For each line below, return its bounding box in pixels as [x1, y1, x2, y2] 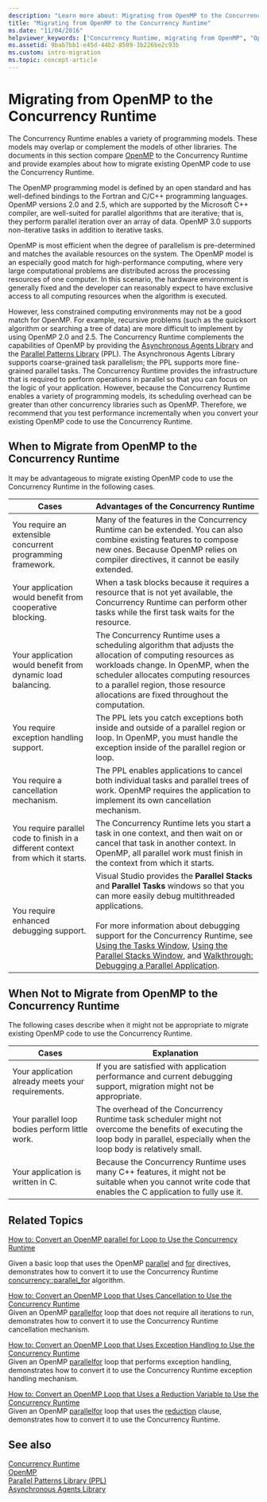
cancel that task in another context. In [95, 837, 236, 849]
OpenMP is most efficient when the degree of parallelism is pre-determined [8, 240, 256, 250]
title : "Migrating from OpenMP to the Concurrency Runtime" [8, 19, 212, 27]
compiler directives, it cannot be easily [95, 554, 240, 565]
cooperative [12, 602, 57, 613]
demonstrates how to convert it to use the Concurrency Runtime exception [8, 1366, 253, 1375]
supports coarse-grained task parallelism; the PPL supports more [8, 357, 222, 367]
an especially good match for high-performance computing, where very [8, 257, 244, 267]
